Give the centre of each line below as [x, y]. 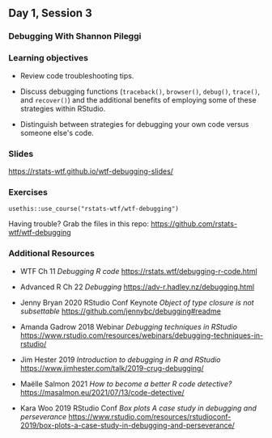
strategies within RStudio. [63, 108]
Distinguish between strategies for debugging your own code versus [134, 124]
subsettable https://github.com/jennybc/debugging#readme [120, 311]
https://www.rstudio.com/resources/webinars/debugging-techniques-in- [142, 335]
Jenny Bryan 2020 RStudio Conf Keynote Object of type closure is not [137, 302]
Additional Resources [51, 254]
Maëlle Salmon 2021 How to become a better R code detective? [126, 384]
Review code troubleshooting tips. [77, 75]
